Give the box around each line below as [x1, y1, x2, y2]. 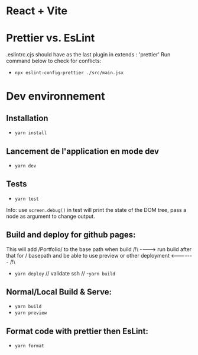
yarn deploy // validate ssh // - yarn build [14, 270, 115, 277]
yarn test [14, 196, 40, 202]
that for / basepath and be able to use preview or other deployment [6, 252, 170, 259]
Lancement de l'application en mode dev [6, 146, 160, 156]
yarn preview [14, 310, 47, 316]
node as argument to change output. [6, 213, 96, 220]
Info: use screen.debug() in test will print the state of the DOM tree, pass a [6, 206, 187, 213]
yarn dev [14, 163, 37, 169]
